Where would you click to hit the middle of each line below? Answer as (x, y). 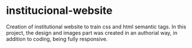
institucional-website (59, 11)
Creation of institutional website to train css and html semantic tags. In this (96, 27)
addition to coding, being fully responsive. (57, 39)
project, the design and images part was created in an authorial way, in (92, 32)
